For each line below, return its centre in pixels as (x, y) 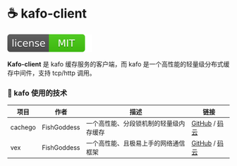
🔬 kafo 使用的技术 (37, 93)
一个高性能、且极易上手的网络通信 (135, 143)
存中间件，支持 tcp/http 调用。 (51, 73)
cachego (23, 127)
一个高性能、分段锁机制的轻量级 (132, 123)
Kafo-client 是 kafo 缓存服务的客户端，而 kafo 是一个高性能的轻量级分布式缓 (119, 64)
